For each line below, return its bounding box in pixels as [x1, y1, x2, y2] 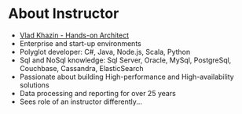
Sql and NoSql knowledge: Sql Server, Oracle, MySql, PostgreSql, [19, 55, 232, 65]
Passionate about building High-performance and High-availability [19, 72, 234, 81]
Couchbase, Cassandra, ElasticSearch [19, 63, 144, 73]
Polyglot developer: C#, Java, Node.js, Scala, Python [19, 47, 191, 56]
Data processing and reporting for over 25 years [19, 88, 177, 98]
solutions [19, 80, 49, 90]
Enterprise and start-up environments [19, 38, 141, 48]
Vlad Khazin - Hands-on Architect [19, 30, 130, 40]
